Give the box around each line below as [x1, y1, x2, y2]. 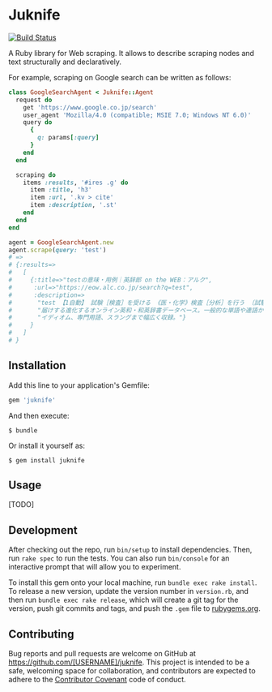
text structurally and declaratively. [8, 57, 122, 67]
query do [23, 118, 53, 127]
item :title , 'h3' [29, 186, 92, 194]
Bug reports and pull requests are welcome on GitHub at [8, 649, 197, 659]
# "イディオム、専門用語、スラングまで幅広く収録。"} [8, 314, 187, 322]
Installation [8, 359, 66, 372]
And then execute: [8, 410, 70, 420]
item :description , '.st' [29, 201, 117, 209]
